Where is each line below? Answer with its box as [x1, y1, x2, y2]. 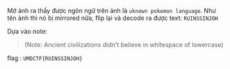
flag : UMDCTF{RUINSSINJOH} [7, 54, 83, 62]
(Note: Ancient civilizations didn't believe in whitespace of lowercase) [24, 41, 224, 48]
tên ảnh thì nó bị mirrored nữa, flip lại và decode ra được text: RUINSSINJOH [7, 14, 219, 22]
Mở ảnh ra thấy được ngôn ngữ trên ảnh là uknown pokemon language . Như [7, 7, 217, 14]
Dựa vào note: [7, 28, 47, 35]
